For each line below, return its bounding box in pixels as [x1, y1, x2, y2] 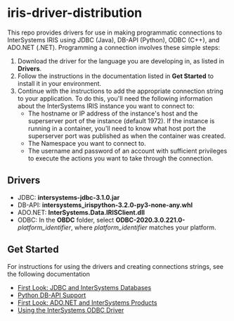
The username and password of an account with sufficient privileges [27, 146, 228, 155]
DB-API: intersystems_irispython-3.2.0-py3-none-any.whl [17, 201, 193, 209]
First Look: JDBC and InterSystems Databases [17, 283, 152, 291]
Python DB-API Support [17, 291, 86, 299]
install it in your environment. [17, 79, 102, 87]
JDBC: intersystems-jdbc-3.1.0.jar [17, 193, 120, 201]
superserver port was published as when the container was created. [27, 132, 226, 140]
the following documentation [7, 270, 90, 278]
